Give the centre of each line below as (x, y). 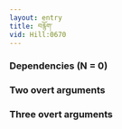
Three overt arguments (61, 115)
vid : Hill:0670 (38, 34)
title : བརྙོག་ (31, 26)
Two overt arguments (57, 90)
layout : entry (36, 18)
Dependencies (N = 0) (59, 66)
